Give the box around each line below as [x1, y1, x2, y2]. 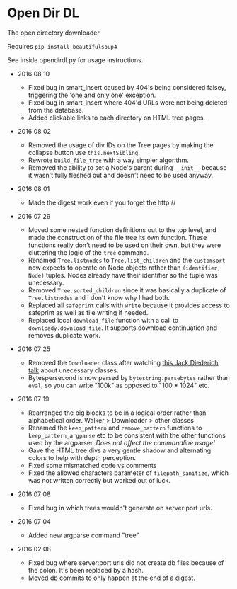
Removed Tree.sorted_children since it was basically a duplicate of [28, 285, 226, 294]
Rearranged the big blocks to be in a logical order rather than [28, 408, 207, 417]
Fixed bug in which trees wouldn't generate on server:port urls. [28, 503, 212, 512]
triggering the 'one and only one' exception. [28, 91, 156, 99]
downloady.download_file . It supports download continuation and [28, 324, 218, 332]
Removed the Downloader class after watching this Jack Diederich [28, 358, 219, 367]
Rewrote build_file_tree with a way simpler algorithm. [28, 156, 190, 164]
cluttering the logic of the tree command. [28, 248, 149, 256]
